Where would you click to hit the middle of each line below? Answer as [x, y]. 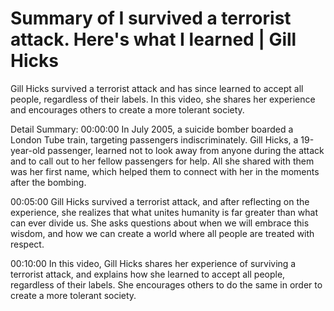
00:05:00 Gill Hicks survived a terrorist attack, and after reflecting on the [160, 201]
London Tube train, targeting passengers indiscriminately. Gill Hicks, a [154, 139]
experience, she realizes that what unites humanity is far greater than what [164, 212]
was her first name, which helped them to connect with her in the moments [165, 171]
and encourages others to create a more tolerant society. [127, 109]
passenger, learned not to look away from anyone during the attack [186, 150]
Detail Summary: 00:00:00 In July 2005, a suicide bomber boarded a [152, 129]
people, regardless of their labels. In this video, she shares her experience [163, 99]
